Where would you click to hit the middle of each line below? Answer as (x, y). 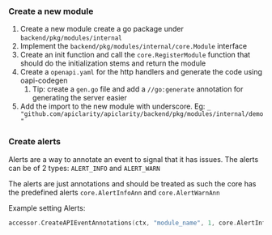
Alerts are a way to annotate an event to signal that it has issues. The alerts (134, 159)
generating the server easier (80, 98)
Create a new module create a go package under (102, 29)
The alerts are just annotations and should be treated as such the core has (132, 183)
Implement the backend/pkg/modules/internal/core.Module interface (134, 46)
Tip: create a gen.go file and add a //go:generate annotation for (138, 89)
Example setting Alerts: (47, 207)
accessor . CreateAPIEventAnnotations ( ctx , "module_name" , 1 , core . (123, 223)
